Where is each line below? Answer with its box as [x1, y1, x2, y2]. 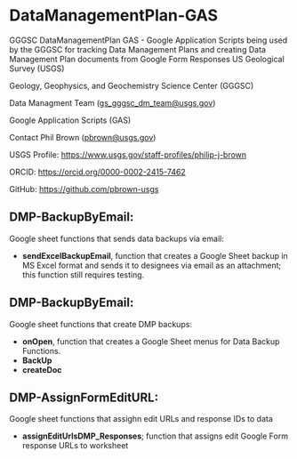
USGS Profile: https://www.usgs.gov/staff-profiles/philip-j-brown [9, 149, 247, 160]
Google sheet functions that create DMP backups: [9, 318, 193, 329]
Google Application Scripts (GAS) [9, 115, 132, 125]
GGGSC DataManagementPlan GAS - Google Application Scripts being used [9, 35, 288, 45]
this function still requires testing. [21, 269, 145, 280]
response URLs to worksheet [21, 440, 129, 451]
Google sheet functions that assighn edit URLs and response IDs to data [9, 414, 274, 424]
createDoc [21, 364, 62, 374]
